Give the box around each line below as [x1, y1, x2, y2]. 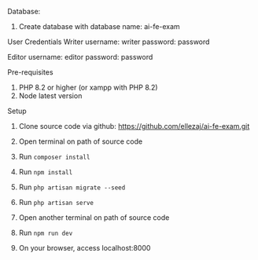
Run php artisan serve [18, 198, 94, 207]
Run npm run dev [18, 228, 73, 237]
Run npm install [18, 167, 73, 176]
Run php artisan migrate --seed [18, 182, 126, 192]
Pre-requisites [7, 68, 53, 77]
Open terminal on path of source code [18, 137, 143, 146]
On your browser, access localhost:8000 [18, 244, 151, 252]
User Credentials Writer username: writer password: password [7, 37, 210, 46]
